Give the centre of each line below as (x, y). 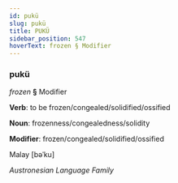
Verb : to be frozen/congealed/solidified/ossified (90, 108)
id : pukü (24, 16)
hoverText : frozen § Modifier (61, 46)
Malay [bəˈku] (32, 155)
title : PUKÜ (29, 31)
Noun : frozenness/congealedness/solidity (80, 123)
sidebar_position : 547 (48, 38)
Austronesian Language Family (62, 170)
